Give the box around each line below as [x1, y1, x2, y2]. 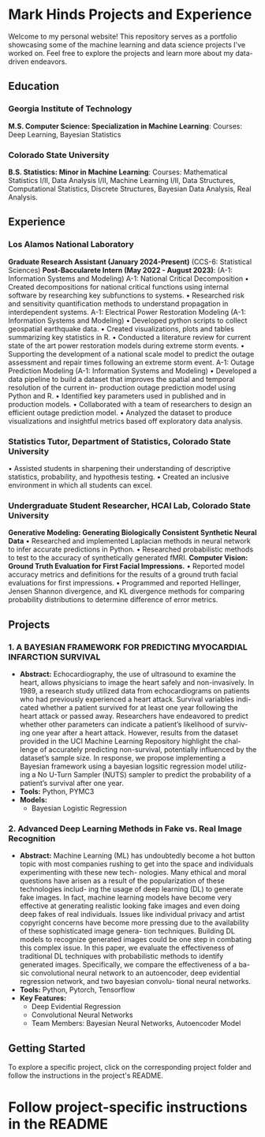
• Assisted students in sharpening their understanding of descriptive [8, 463, 231, 473]
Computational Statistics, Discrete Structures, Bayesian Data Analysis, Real [8, 184, 252, 193]
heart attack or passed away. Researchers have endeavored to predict [19, 711, 248, 720]
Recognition [8, 832, 56, 843]
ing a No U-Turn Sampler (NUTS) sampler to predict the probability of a [19, 769, 252, 779]
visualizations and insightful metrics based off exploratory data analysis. [8, 416, 243, 425]
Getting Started [8, 1042, 86, 1055]
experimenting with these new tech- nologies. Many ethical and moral [19, 868, 247, 877]
